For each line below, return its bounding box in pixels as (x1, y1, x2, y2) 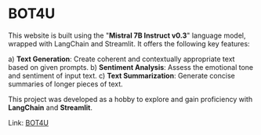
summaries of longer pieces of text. (8, 79, 123, 89)
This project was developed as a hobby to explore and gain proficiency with (8, 94, 253, 104)
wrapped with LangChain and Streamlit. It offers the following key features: (8, 38, 250, 48)
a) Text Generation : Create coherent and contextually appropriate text (8, 54, 235, 64)
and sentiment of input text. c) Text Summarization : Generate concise (8, 71, 235, 80)
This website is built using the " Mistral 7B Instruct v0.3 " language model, (8, 31, 246, 40)
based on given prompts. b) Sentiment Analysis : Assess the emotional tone (8, 62, 254, 71)
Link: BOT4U (8, 118, 49, 127)
